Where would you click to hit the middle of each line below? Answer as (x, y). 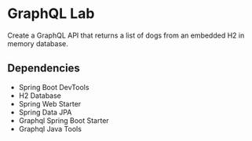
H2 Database (40, 96)
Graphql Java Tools (50, 128)
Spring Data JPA (45, 112)
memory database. (38, 43)
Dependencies (44, 69)
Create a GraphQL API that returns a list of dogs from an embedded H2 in (126, 35)
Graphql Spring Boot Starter (64, 120)
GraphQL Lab (51, 14)
